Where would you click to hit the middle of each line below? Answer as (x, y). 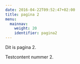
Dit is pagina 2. (21, 47)
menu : (11, 19)
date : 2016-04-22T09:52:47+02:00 (40, 10)
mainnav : (19, 24)
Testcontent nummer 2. (29, 57)
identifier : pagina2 (36, 33)
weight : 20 (26, 28)
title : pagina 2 (22, 14)
